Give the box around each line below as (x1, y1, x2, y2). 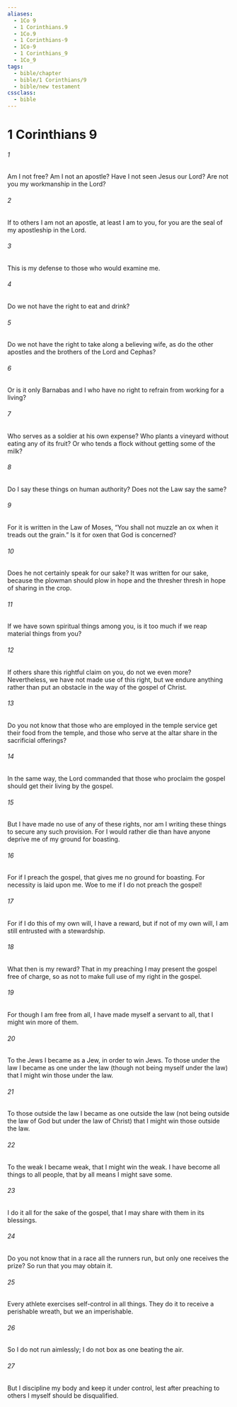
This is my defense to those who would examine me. (7, 264, 161, 272)
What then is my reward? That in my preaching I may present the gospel (7, 965, 217, 973)
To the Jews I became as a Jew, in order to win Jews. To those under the (7, 1056, 221, 1065)
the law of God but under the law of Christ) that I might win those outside (7, 1117, 221, 1126)
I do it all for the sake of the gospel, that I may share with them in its (7, 1208, 205, 1216)
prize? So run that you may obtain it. (7, 1262, 113, 1270)
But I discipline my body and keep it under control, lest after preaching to (7, 1384, 220, 1392)
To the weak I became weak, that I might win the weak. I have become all (7, 1162, 221, 1171)
